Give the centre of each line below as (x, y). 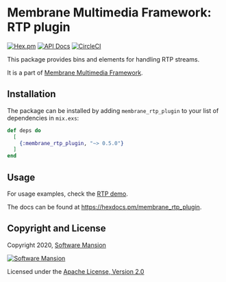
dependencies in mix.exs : (43, 118)
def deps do (24, 130)
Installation (32, 94)
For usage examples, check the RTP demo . (68, 194)
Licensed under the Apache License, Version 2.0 (76, 271)
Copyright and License (56, 228)
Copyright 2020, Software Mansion (56, 245)
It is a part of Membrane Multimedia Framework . (75, 73)
